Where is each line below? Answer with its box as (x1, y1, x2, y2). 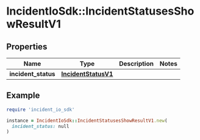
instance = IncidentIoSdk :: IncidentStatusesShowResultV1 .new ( (6, 117, 168, 124)
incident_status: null (12, 123, 70, 129)
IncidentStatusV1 (61, 70, 113, 78)
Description (118, 60, 154, 68)
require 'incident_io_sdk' (6, 107, 75, 113)
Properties (6, 41, 48, 52)
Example (6, 90, 40, 101)
